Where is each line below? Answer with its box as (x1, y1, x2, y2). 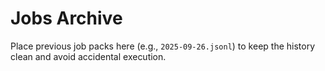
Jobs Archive (10, 7, 123, 30)
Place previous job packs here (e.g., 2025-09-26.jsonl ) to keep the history (10, 40, 316, 52)
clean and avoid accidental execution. (10, 50, 167, 62)
